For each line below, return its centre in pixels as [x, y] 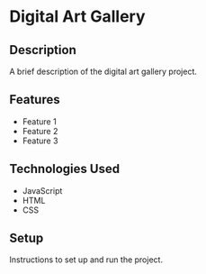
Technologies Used [64, 169]
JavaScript [42, 190]
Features [35, 100]
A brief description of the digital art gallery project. [103, 71]
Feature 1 [39, 121]
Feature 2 [40, 131]
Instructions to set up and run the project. [86, 260]
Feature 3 [40, 141]
